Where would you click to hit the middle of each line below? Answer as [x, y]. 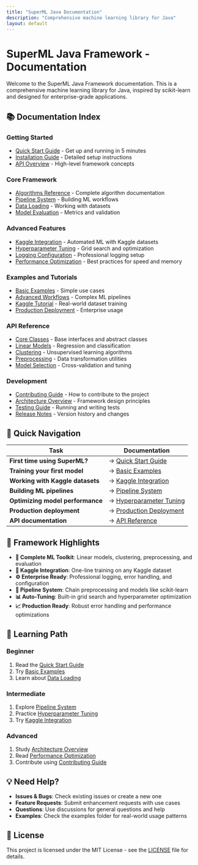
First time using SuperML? [49, 461]
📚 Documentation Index [53, 117]
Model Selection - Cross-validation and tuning [73, 365]
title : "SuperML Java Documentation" [54, 12]
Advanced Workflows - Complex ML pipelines [73, 297]
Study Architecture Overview [52, 749]
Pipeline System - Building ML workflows [67, 199]
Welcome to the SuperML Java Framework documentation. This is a [92, 84]
